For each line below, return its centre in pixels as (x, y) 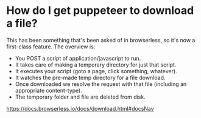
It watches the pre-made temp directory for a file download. (90, 77)
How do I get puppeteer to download (100, 11)
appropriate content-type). (48, 90)
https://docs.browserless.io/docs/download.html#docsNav (80, 108)
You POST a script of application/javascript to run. (78, 58)
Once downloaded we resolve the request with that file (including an (101, 84)
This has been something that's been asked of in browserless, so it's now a (101, 40)
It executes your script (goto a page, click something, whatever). (96, 71)
